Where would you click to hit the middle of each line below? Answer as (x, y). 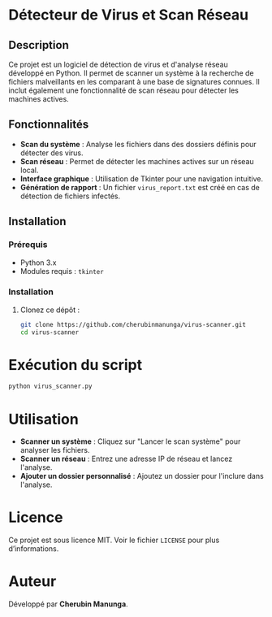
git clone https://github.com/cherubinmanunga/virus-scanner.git (133, 324)
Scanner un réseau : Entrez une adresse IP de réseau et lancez (126, 459)
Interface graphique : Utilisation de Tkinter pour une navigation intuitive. (142, 178)
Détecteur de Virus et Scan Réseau (129, 15)
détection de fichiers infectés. (70, 196)
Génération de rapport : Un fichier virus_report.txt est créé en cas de (140, 187)
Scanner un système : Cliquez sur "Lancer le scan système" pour (130, 441)
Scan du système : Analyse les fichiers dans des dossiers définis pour (138, 144)
